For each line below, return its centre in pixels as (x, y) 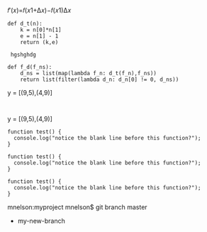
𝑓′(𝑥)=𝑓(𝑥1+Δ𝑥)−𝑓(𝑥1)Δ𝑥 (39, 10)
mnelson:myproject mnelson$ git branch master (77, 207)
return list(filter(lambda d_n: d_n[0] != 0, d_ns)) (100, 79)
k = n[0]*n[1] (41, 30)
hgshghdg (23, 55)
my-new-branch (41, 221)
